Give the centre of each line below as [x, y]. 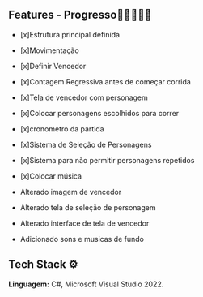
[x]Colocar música [51, 176]
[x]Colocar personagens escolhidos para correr [99, 113]
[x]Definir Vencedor [53, 66]
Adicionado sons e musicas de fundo [82, 239]
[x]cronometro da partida [62, 129]
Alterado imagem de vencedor [71, 192]
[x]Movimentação [49, 50]
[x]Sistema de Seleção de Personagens [86, 144]
